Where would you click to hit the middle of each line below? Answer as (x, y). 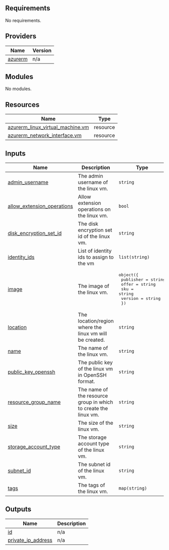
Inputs (16, 153)
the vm (86, 264)
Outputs (18, 509)
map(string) (133, 488)
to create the (93, 409)
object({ (129, 275)
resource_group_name (34, 402)
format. (87, 381)
